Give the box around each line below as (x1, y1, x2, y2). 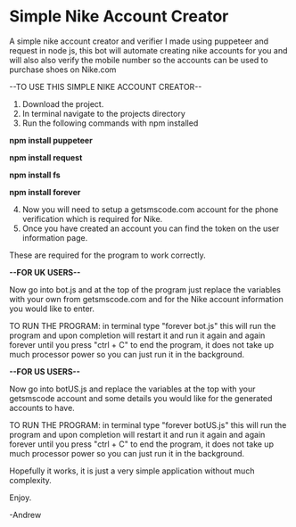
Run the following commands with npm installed (21, 118, 199, 128)
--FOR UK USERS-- (9, 267, 81, 277)
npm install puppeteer (9, 135, 94, 145)
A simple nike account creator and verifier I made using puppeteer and (9, 36, 269, 46)
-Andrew (9, 509, 42, 520)
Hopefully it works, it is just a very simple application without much (9, 465, 255, 476)
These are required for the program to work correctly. (9, 250, 207, 260)
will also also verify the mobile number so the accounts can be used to (9, 54, 269, 65)
